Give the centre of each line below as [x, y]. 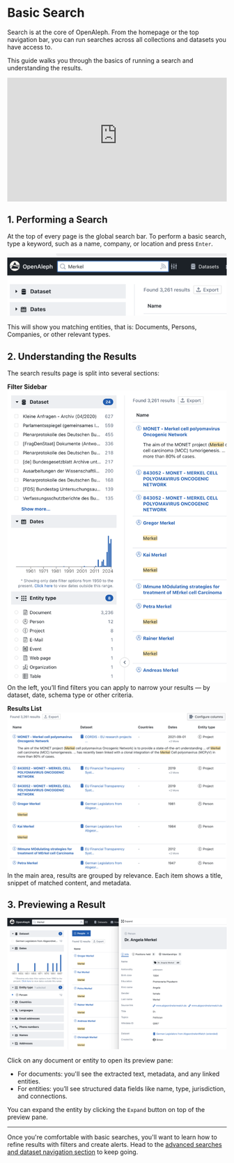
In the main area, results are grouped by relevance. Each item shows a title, [115, 875]
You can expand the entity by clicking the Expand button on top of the [106, 1110]
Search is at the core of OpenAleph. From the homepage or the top [103, 32]
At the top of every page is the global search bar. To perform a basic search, [117, 237]
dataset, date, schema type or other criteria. [70, 695]
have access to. [30, 47]
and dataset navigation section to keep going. [73, 1152]
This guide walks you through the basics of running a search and [100, 60]
